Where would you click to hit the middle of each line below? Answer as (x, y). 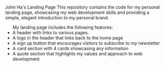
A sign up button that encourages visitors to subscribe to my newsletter (86, 43)
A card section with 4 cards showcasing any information (70, 48)
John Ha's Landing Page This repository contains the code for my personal (82, 7)
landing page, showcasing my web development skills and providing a (77, 12)
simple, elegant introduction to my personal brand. (57, 18)
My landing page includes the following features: (63, 27)
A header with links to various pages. (50, 33)
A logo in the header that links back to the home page (68, 38)
